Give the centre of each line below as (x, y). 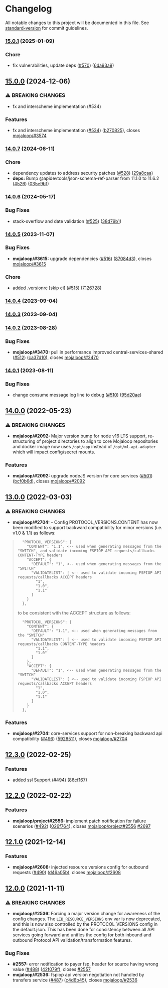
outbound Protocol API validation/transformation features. (72, 940)
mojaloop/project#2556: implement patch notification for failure (79, 821)
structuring (24, 441)
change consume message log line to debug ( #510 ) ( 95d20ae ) (77, 395)
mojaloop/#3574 (29, 136)
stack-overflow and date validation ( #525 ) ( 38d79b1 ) (67, 221)
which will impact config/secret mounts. (54, 452)
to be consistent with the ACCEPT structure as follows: (74, 613)
